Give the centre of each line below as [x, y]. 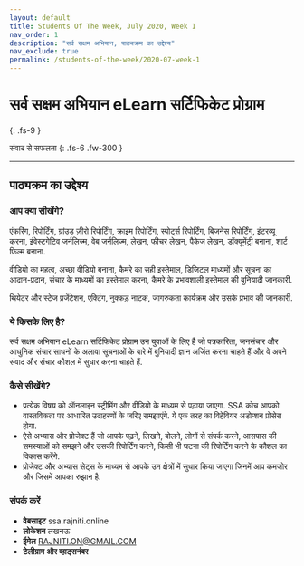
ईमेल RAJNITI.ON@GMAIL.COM [80, 541]
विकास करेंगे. [41, 456]
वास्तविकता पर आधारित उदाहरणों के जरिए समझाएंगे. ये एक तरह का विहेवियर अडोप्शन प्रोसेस [152, 416]
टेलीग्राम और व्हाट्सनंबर [55, 551]
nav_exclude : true [44, 52]
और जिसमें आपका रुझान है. [62, 477]
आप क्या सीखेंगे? [37, 211]
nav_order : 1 [34, 34]
